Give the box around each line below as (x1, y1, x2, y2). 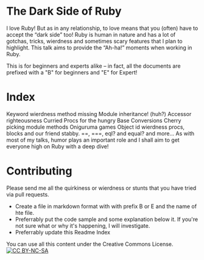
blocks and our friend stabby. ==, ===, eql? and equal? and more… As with (6, 129, 195, 137)
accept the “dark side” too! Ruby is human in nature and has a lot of (6, 31, 176, 38)
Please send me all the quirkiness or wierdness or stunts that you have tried (6, 184, 197, 192)
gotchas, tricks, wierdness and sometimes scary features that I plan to (6, 37, 183, 45)
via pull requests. (6, 190, 50, 198)
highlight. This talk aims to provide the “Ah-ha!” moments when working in (6, 44, 192, 51)
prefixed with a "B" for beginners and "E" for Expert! (6, 68, 138, 76)
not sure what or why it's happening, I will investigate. (15, 222, 150, 229)
